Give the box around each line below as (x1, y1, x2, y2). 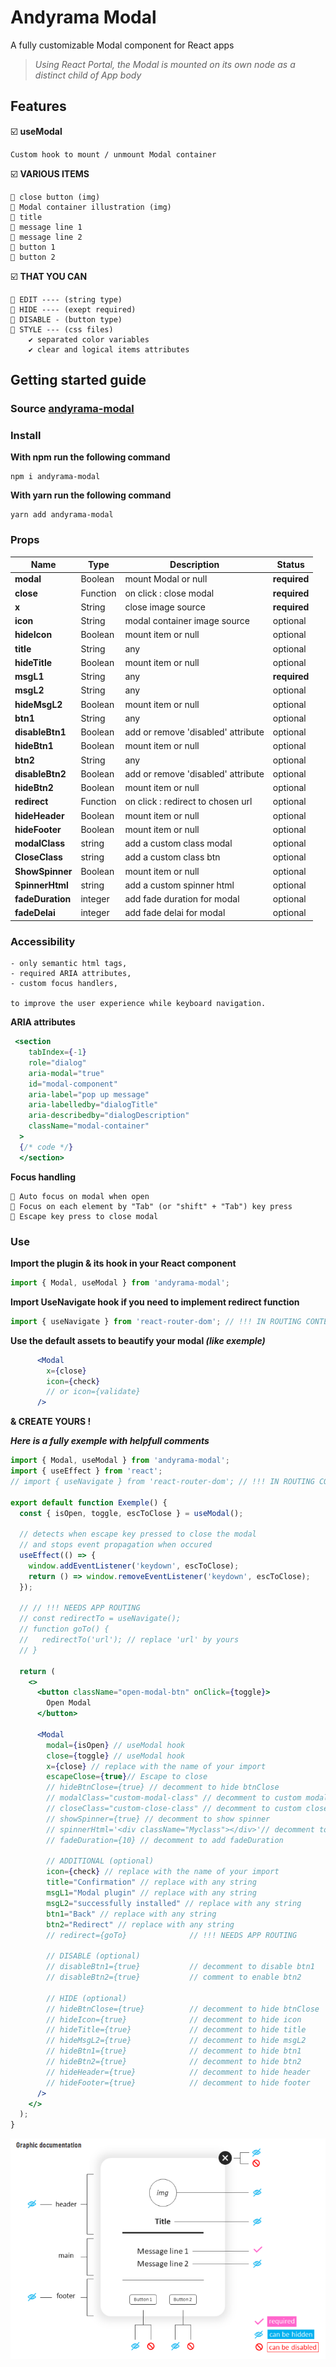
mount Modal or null (124, 573, 208, 585)
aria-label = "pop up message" (28, 1089, 150, 1100)
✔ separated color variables (28, 334, 150, 345)
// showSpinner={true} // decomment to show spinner (46, 1814, 271, 1824)
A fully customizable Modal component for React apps (10, 39, 235, 51)
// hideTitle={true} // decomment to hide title (46, 2025, 307, 2035)
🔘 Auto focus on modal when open (10, 1191, 150, 1201)
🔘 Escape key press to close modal (10, 1211, 159, 1221)
